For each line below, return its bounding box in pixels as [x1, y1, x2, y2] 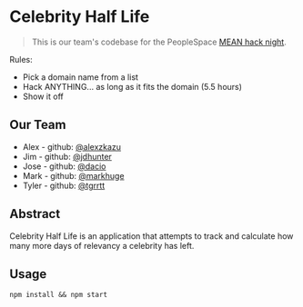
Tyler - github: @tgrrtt [22, 180, 106, 191]
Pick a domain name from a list [22, 71, 139, 83]
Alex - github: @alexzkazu [22, 141, 121, 152]
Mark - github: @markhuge [22, 170, 125, 181]
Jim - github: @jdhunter [22, 151, 112, 162]
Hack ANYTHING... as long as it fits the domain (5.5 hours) [22, 81, 243, 92]
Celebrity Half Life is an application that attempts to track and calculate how [9, 230, 294, 242]
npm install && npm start [9, 291, 107, 300]
